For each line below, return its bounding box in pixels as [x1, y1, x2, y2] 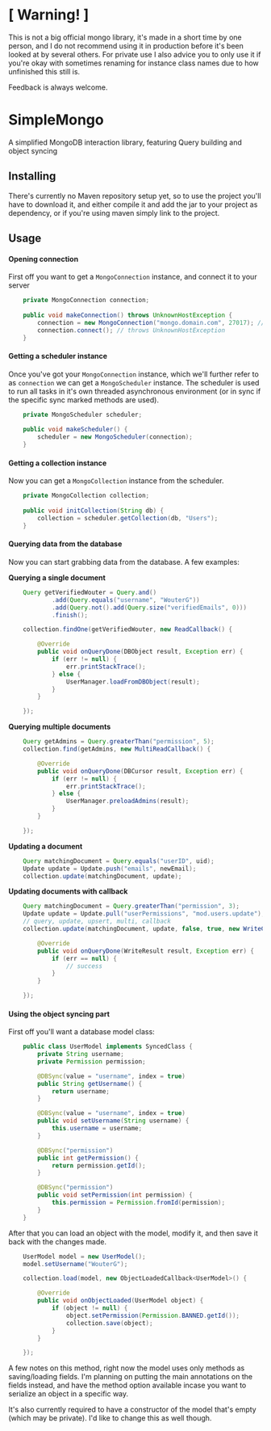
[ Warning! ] [8, 6, 90, 24]
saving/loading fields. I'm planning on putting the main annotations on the [8, 1372, 252, 1382]
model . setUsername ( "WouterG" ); [23, 1260, 128, 1268]
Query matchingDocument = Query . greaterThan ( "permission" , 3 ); [23, 903, 240, 911]
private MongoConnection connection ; [23, 297, 150, 305]
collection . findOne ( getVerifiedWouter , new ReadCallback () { [23, 625, 232, 633]
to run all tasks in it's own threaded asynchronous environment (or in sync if [8, 386, 261, 396]
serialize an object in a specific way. [8, 1389, 129, 1399]
